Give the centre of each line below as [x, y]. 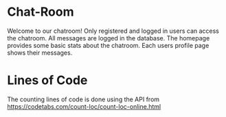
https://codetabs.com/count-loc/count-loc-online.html [84, 106]
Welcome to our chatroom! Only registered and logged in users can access [113, 31]
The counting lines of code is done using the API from [83, 99]
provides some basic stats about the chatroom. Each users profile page [108, 45]
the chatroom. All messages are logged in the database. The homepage [109, 38]
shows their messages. [40, 53]
